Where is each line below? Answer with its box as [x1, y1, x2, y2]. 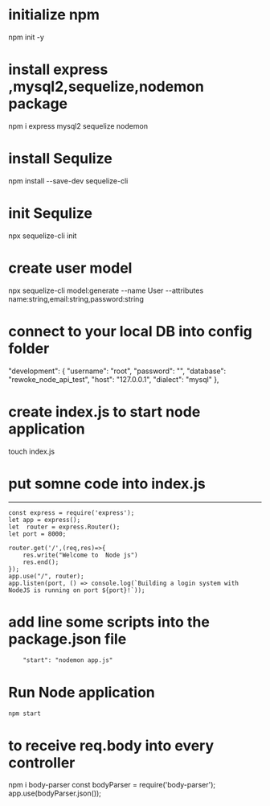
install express [8, 60, 108, 79]
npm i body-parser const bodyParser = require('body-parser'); [8, 780, 215, 790]
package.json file [8, 630, 127, 648]
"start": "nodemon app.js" [22, 656, 113, 664]
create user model [8, 259, 133, 277]
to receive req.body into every [8, 736, 215, 755]
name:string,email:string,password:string [8, 294, 145, 303]
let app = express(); [8, 516, 81, 524]
